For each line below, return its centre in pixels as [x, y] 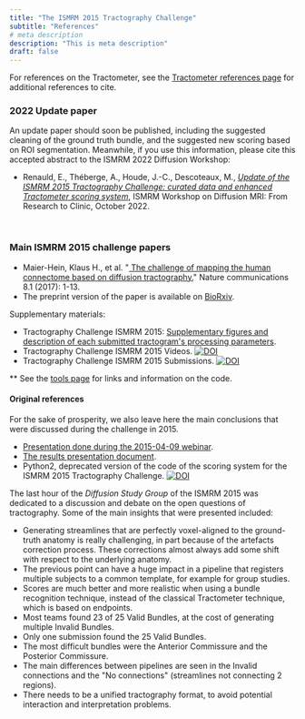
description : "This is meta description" [89, 43]
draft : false [34, 52]
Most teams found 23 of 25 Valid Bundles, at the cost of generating [148, 617]
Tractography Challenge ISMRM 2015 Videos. [108, 350]
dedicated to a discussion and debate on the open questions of [128, 502]
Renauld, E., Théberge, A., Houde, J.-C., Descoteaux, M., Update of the [156, 177]
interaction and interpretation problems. [97, 704]
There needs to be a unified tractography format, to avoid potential [147, 694]
